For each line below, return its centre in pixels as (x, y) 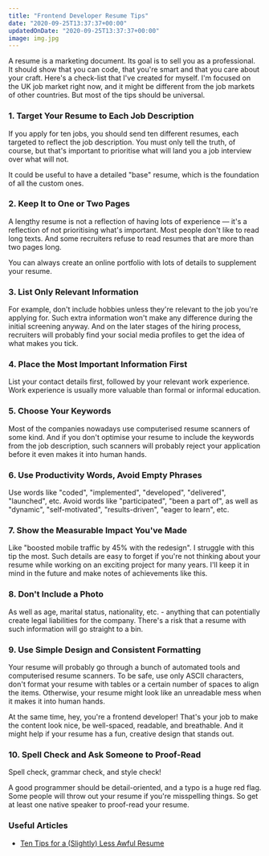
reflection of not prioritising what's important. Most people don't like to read (134, 230)
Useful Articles (38, 825)
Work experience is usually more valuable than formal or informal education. (134, 390)
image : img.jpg (34, 38)
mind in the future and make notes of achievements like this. (108, 573)
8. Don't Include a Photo (56, 594)
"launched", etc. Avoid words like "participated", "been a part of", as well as (133, 501)
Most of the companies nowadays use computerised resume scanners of (129, 428)
